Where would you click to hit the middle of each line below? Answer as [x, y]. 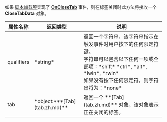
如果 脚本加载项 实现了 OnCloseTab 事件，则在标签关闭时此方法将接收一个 [81, 7]
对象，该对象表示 [139, 105]
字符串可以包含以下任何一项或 [119, 59]
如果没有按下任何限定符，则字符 [121, 80]
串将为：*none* [103, 88]
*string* [44, 62]
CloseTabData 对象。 [27, 13]
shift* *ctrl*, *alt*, [124, 66]
